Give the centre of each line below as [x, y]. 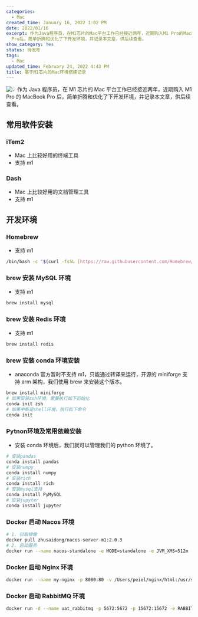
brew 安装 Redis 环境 [36, 319]
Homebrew [22, 237]
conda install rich [30, 484]
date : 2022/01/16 [27, 28]
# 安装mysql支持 [24, 489]
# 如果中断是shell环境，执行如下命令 [46, 410]
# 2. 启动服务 [22, 545]
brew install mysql [30, 303]
